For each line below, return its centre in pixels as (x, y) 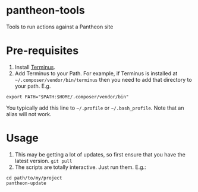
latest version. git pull (43, 161)
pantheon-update (26, 183)
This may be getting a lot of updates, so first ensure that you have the (100, 154)
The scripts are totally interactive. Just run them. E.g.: (81, 167)
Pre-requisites (43, 51)
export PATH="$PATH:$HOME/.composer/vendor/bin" (67, 97)
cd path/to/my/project (34, 178)
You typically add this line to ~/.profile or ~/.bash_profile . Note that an (95, 108)
